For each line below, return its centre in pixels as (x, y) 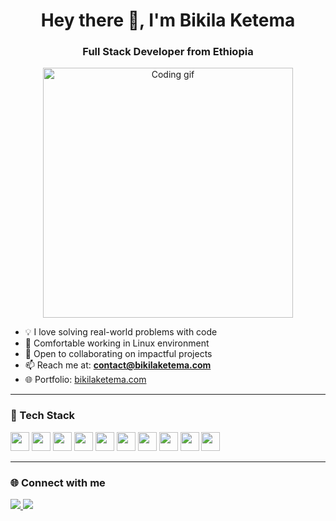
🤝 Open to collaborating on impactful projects (118, 354)
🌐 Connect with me (58, 482)
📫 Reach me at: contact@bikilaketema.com (118, 365)
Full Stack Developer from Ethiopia (168, 52)
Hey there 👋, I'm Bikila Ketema (168, 20)
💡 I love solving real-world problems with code (121, 332)
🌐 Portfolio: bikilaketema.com (85, 380)
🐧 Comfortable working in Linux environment (117, 343)
